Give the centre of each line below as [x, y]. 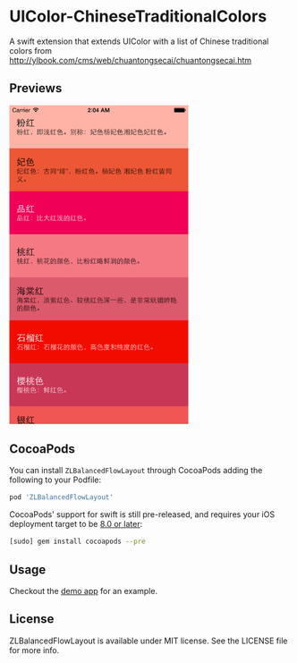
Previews [36, 88]
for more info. [34, 650]
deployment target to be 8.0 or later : [76, 524]
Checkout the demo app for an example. [84, 591]
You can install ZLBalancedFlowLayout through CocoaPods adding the [136, 471]
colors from [30, 50]
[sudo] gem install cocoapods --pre [77, 542]
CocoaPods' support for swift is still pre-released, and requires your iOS [142, 514]
